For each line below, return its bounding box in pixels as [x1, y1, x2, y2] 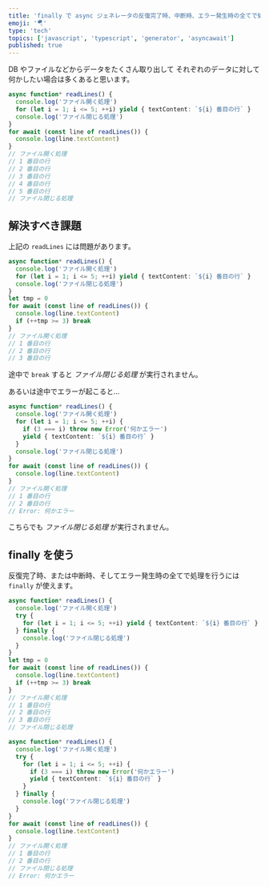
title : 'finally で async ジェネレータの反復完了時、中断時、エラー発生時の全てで [8, 11, 258, 20]
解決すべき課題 [8, 219, 82, 232]
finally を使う [8, 548, 74, 561]
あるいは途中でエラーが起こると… [8, 387, 120, 396]
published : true [8, 42, 62, 50]
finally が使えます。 [8, 581, 78, 591]
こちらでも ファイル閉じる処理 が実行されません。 [8, 522, 174, 532]
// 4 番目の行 [8, 179, 50, 188]
